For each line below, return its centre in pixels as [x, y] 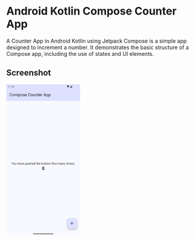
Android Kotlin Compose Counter [91, 11]
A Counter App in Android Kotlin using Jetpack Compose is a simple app [97, 41]
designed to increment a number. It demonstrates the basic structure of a [97, 47]
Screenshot [29, 73]
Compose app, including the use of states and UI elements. [80, 53]
